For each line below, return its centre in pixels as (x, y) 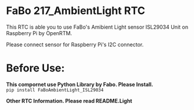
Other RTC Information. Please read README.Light (69, 101)
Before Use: (36, 68)
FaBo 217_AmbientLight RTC (76, 11)
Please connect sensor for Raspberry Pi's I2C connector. (75, 44)
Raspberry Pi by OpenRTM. (39, 33)
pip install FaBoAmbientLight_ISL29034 (55, 90)
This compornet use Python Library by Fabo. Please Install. (80, 84)
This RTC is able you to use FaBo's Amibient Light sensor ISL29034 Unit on (97, 27)
